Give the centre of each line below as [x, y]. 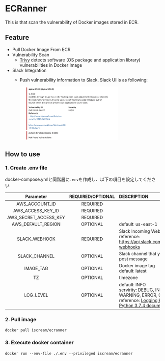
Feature [17, 38]
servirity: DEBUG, [137, 290]
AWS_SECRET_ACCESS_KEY [36, 218]
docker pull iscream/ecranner [36, 330]
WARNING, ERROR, [138, 295]
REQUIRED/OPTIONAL [92, 196]
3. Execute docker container [39, 343]
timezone [128, 278]
